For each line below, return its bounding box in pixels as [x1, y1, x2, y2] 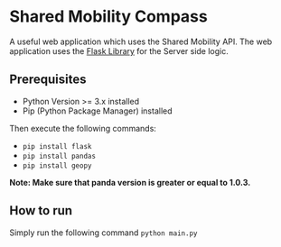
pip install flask [22, 142, 92, 151]
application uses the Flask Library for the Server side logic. [9, 45, 229, 56]
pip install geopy [22, 160, 92, 170]
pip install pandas [22, 151, 97, 160]
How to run [9, 203, 73, 218]
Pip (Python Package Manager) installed [22, 105, 173, 116]
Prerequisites [9, 72, 87, 87]
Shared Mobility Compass [9, 6, 208, 27]
